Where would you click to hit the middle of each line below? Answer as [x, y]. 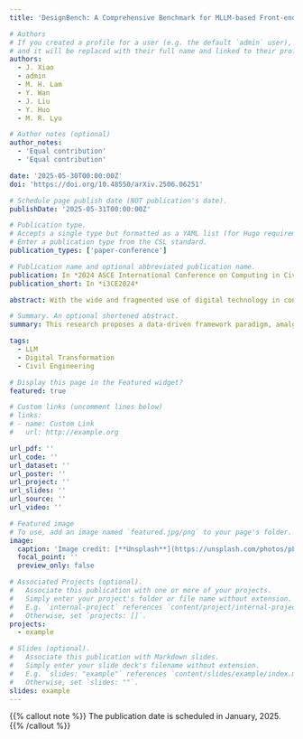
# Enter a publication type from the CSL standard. [108, 242]
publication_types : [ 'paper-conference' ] [88, 250]
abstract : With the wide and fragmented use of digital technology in [145, 300]
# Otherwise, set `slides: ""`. [74, 682]
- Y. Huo [34, 109]
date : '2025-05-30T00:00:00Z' [66, 176]
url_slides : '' [38, 491]
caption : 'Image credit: [64, 549]
